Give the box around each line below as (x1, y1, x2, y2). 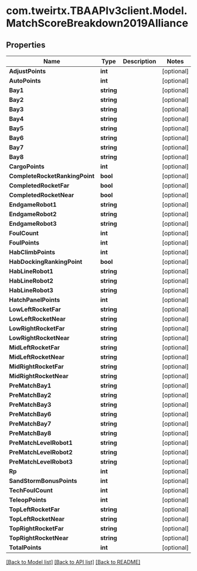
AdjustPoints (9, 67, 46, 75)
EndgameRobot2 (9, 210, 57, 218)
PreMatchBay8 (9, 429, 52, 437)
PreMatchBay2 (9, 391, 52, 399)
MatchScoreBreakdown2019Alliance (6, 16, 189, 30)
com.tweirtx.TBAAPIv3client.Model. (6, 4, 188, 18)
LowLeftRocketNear (9, 315, 66, 323)
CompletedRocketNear (9, 191, 74, 199)
